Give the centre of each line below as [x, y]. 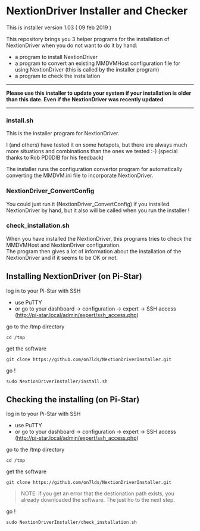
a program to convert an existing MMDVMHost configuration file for [97, 63]
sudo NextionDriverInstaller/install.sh [57, 381]
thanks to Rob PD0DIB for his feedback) [55, 158]
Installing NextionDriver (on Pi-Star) [74, 276]
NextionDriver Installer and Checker [97, 11]
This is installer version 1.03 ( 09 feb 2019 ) [59, 27]
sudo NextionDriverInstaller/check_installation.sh [71, 523]
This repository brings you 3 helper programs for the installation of [88, 39]
